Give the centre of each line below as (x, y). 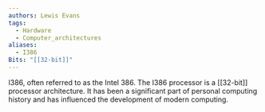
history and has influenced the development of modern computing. (119, 99)
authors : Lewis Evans (44, 15)
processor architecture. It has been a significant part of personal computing (133, 91)
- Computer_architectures (59, 38)
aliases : (23, 45)
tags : (17, 23)
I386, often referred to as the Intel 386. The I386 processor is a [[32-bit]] (128, 82)
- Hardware (34, 30)
